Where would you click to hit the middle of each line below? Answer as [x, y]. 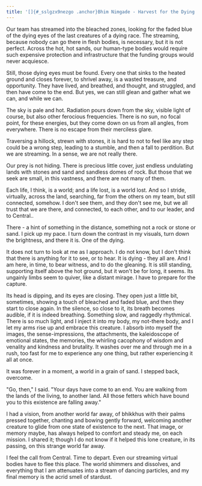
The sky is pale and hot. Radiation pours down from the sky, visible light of [99, 110]
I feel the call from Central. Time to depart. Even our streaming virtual [92, 457]
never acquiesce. [28, 61]
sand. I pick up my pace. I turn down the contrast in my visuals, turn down [98, 233]
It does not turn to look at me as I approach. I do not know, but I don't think [99, 251]
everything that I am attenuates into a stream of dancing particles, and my [98, 470]
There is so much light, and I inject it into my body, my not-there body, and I [100, 321]
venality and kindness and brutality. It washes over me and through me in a [99, 347]
